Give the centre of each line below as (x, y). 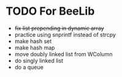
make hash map (35, 48)
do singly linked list (39, 61)
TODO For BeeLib (50, 11)
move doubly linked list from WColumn (63, 54)
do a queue (29, 67)
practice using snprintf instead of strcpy (65, 34)
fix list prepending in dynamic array (59, 28)
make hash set (33, 41)
